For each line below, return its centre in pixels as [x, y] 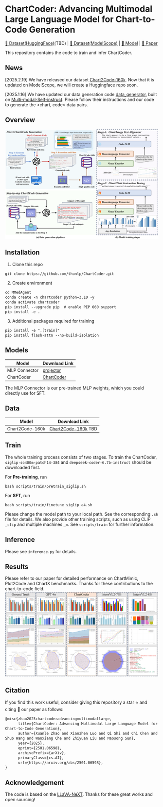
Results [17, 567]
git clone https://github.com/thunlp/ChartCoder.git [60, 274]
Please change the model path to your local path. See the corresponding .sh [82, 514]
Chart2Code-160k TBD [73, 429]
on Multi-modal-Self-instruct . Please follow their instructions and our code [80, 99]
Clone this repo [27, 264]
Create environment [32, 283]
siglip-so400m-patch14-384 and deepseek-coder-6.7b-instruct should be [78, 462]
